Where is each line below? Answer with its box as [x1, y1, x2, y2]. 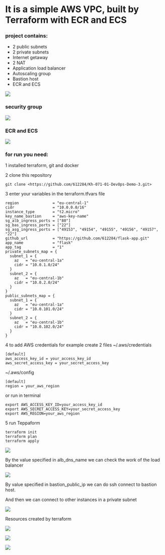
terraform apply [5, 438, 39, 444]
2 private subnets [12, 49, 49, 55]
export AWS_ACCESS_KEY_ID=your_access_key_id [5, 402, 102, 408]
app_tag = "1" [5, 245, 64, 250]
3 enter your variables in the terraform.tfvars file [5, 191, 105, 197]
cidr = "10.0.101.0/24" [14, 307, 64, 312]
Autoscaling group [12, 71, 51, 77]
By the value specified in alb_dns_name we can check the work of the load [5, 457, 160, 463]
